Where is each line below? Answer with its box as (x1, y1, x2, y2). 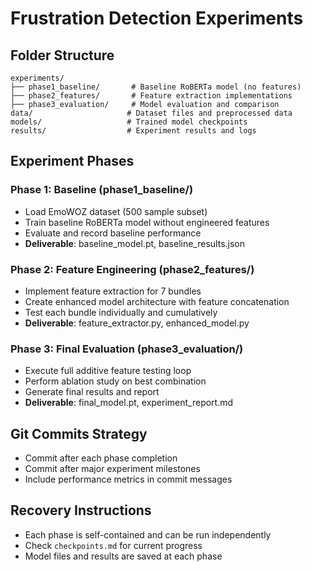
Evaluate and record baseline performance (24, 227, 202, 239)
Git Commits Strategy (10, 425, 148, 442)
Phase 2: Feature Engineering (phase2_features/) (10, 262, 255, 276)
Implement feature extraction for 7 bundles (24, 285, 202, 297)
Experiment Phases (10, 153, 135, 170)
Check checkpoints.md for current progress (24, 539, 203, 551)
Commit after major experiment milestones (24, 463, 201, 475)
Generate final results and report (24, 386, 160, 398)
